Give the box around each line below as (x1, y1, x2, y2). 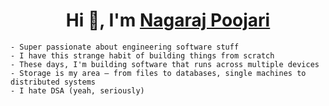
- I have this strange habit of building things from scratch (10, 50, 275, 61)
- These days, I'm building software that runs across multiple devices (10, 59, 320, 69)
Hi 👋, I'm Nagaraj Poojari (65, 9, 271, 32)
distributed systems (10, 77, 97, 87)
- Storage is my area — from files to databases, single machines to (10, 68, 307, 78)
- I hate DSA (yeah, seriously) (10, 85, 145, 96)
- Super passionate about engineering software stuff (10, 42, 240, 52)
